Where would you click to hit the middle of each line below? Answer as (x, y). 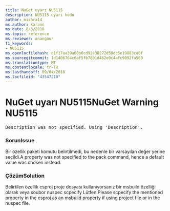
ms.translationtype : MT (31, 63)
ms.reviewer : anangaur (29, 39)
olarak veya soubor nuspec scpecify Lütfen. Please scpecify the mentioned (84, 193)
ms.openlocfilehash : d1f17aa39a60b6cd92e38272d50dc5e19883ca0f (74, 53)
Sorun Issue (20, 140)
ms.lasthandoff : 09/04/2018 (35, 72)
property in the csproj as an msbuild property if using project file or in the (83, 198)
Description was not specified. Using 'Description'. (74, 127)
